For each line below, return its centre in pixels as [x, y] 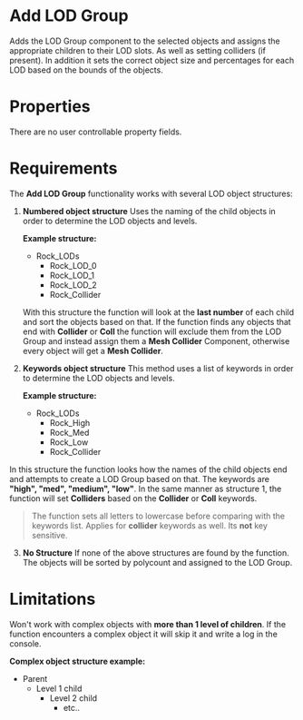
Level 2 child [73, 698]
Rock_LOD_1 [72, 275]
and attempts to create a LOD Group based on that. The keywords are [140, 478]
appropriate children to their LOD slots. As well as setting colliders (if [137, 50]
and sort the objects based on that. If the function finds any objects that [157, 321]
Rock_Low [69, 442]
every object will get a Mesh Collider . [93, 350]
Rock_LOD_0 [73, 265]
